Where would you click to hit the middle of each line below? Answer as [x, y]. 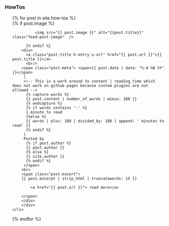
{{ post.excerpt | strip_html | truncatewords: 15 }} [79, 179]
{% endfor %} [27, 219]
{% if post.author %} [48, 143]
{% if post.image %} [33, 23]
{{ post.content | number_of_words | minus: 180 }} [81, 99]
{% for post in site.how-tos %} [44, 18]
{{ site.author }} [45, 157]
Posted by [34, 139]
